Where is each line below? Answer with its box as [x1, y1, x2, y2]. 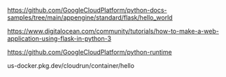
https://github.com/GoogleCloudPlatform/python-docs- [7, 6, 167, 14]
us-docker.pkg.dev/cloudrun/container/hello [7, 62, 135, 69]
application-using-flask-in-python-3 [7, 34, 112, 43]
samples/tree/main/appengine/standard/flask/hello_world [7, 13, 173, 22]
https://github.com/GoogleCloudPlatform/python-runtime [7, 48, 173, 56]
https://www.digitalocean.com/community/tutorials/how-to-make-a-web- [7, 27, 219, 35]
